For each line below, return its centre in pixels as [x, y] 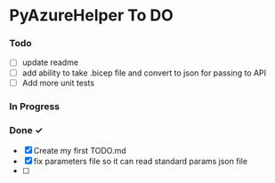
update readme [50, 62]
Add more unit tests [58, 83]
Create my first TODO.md [80, 150]
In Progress [35, 106]
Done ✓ [26, 130]
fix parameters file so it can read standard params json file [140, 161]
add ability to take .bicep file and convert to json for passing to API [144, 73]
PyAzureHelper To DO [91, 16]
